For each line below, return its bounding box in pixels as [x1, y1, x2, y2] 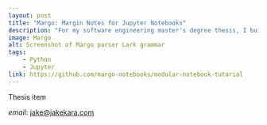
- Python [22, 56, 52, 64]
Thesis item [8, 92, 46, 101]
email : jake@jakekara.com [8, 108, 95, 117]
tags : [8, 48, 26, 56]
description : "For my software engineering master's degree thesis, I [8, 26, 247, 34]
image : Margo [8, 33, 52, 42]
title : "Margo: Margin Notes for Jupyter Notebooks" [8, 19, 187, 27]
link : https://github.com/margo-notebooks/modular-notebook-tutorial [8, 70, 244, 78]
